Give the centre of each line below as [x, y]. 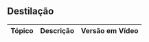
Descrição [57, 30]
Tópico [22, 30]
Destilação [31, 11]
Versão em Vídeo [110, 30]
